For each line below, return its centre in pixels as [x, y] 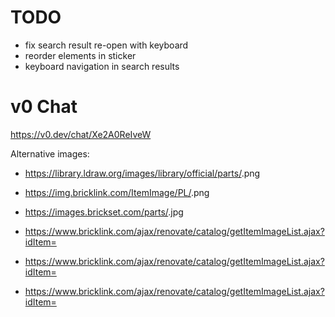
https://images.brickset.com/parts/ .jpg [104, 212]
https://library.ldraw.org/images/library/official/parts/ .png [142, 173]
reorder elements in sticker [80, 55]
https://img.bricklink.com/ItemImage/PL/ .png [117, 192]
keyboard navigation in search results [102, 66]
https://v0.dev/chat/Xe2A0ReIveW [81, 134]
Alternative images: [50, 153]
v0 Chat [44, 107]
